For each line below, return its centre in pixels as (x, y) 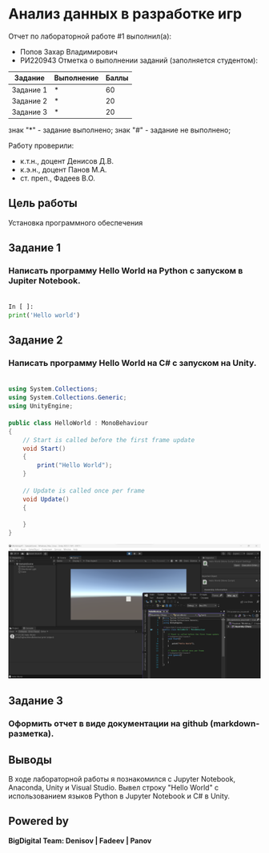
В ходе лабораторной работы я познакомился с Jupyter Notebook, (122, 779)
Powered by (39, 821)
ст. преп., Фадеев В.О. (58, 178)
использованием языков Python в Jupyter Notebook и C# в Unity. (119, 796)
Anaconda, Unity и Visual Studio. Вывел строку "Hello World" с (114, 788)
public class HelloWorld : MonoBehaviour (78, 423)
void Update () (46, 499)
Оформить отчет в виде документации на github (108, 724)
